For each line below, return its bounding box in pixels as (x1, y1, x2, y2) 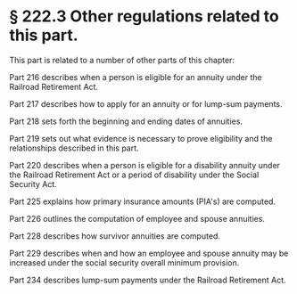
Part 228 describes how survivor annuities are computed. (9, 230, 221, 241)
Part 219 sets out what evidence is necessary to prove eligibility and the (9, 133, 273, 143)
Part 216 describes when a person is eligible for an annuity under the (9, 71, 262, 82)
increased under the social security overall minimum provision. (9, 257, 240, 268)
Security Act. (9, 178, 58, 189)
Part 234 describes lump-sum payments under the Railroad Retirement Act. (9, 274, 287, 285)
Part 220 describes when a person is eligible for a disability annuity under (9, 159, 281, 170)
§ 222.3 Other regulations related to (9, 6, 279, 27)
